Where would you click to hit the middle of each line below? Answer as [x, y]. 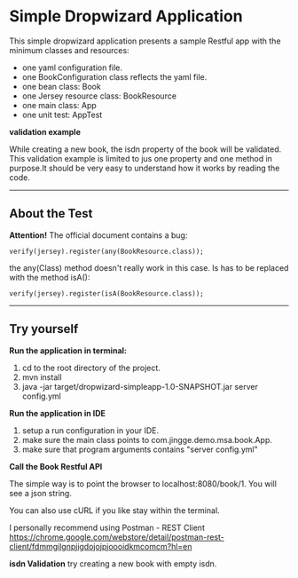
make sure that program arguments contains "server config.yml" [140, 449]
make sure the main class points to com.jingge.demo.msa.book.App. [147, 439]
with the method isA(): [50, 277]
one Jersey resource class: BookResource [99, 96]
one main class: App [59, 105]
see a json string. [41, 493]
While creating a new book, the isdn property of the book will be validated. [145, 149]
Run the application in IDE [58, 413]
